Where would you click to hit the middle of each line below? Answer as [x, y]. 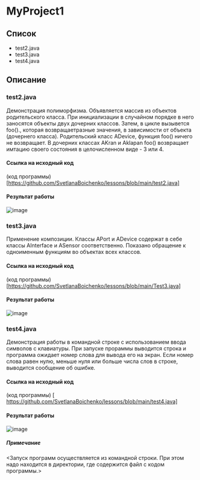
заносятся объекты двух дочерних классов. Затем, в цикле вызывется [98, 123]
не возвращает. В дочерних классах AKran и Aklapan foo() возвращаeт [98, 142]
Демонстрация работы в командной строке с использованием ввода [96, 342]
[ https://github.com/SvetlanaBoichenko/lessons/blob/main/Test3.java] [94, 285]
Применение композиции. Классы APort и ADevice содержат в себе [94, 239]
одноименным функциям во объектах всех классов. [74, 252]
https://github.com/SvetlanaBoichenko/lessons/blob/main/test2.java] [94, 182]
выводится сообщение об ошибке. [51, 368]
